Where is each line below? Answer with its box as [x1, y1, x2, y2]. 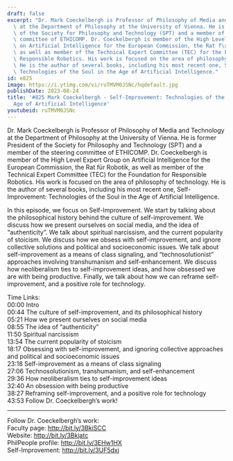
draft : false [7, 10, 45, 17]
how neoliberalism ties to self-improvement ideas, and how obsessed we [7, 265, 216, 273]
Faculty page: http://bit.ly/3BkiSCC [7, 424, 107, 432]
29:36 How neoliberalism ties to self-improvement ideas [7, 374, 168, 383]
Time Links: [7, 293, 40, 301]
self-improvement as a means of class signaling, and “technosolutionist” [7, 250, 214, 258]
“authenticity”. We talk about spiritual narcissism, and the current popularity [7, 228, 223, 236]
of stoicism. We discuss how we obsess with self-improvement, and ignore [7, 235, 221, 244]
